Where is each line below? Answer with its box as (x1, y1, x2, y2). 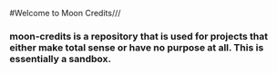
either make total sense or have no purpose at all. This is (9, 41, 264, 53)
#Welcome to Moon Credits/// (9, 8, 121, 18)
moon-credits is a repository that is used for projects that (9, 30, 269, 42)
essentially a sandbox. (9, 52, 112, 65)
